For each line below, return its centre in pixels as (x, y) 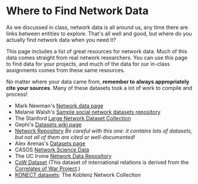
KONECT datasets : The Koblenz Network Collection (78, 175)
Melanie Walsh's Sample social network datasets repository (88, 112)
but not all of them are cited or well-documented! (75, 137)
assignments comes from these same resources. (66, 70)
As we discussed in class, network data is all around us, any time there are (97, 27)
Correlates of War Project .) (47, 168)
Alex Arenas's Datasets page (50, 143)
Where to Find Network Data (77, 11)
